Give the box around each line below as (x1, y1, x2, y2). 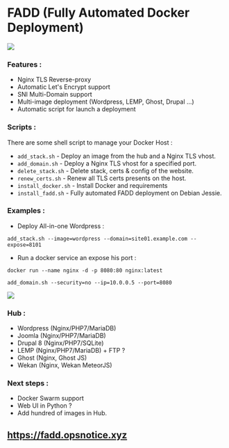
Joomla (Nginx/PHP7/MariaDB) (17, 332, 106, 340)
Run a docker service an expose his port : (17, 253, 137, 262)
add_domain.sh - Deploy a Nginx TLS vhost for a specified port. (17, 159, 196, 168)
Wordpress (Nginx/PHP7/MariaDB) (17, 324, 117, 333)
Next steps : (7, 378, 49, 388)
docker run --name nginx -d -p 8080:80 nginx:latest (7, 266, 163, 274)
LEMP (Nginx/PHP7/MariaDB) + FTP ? (17, 346, 126, 355)
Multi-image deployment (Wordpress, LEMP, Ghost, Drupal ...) (17, 97, 194, 106)
